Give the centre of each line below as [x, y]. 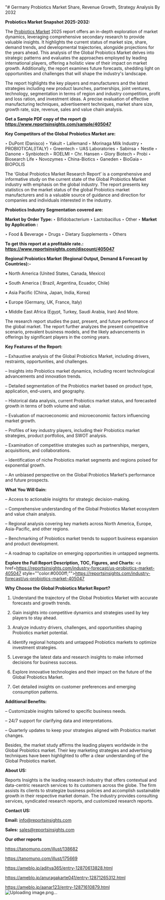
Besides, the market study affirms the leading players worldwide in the [77, 745]
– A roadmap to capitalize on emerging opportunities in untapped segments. [82, 553]
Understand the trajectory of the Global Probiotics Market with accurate [85, 598]
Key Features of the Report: [34, 346]
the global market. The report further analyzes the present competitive [77, 326]
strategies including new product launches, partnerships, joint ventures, [78, 88]
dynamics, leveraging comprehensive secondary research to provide [75, 37]
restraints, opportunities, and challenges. [47, 361]
